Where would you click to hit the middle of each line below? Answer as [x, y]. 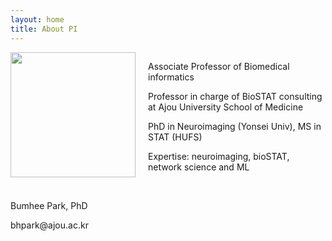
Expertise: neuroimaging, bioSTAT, [219, 156]
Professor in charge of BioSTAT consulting [235, 96]
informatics [171, 77]
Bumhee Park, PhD [49, 205]
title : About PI [44, 29]
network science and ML [199, 167]
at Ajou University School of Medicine [226, 107]
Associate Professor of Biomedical [219, 66]
